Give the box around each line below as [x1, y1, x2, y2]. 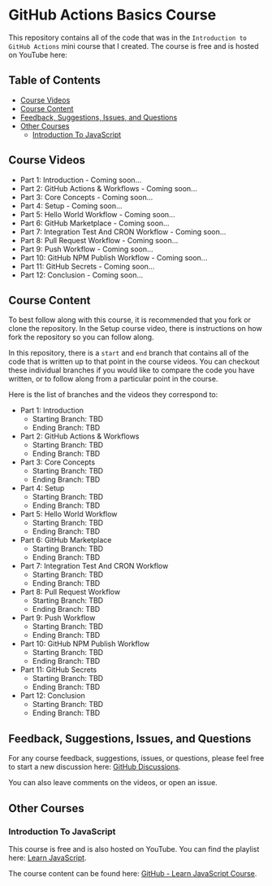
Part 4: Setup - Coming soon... [19, 201, 123, 211]
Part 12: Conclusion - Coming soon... [19, 270, 144, 280]
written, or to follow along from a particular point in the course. [8, 374, 218, 384]
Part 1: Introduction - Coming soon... [19, 175, 142, 185]
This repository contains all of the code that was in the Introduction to [8, 33, 248, 42]
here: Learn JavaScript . [8, 853, 87, 862]
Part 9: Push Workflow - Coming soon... [19, 244, 153, 254]
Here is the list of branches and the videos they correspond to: [8, 390, 218, 399]
